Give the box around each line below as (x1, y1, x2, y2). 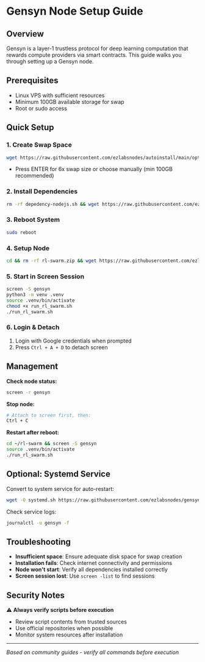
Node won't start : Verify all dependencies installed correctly (15, 566, 168, 573)
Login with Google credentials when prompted (15, 337, 132, 344)
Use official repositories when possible (15, 625, 113, 632)
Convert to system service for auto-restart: (6, 485, 115, 492)
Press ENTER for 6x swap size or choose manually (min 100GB (15, 166, 173, 173)
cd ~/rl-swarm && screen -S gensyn (6, 441, 97, 447)
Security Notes (6, 590, 65, 600)
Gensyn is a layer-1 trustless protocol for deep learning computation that (6, 45, 189, 52)
